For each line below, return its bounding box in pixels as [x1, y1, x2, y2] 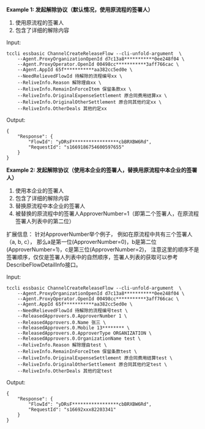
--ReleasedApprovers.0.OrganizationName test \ [17, 335, 141, 342]
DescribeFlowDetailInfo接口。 [6, 261, 81, 268]
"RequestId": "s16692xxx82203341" [28, 406, 116, 413]
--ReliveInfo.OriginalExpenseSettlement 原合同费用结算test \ [17, 355, 173, 361]
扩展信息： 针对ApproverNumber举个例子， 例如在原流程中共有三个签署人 [6, 230, 193, 238]
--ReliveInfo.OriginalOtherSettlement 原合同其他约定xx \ [17, 99, 162, 105]
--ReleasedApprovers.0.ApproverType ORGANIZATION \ [17, 330, 152, 336]
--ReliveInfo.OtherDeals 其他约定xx [17, 106, 107, 112]
